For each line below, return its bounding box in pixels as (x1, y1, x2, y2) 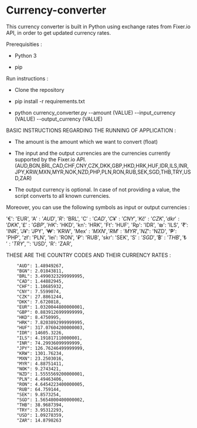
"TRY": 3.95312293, (16, 407, 64, 413)
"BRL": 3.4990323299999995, (16, 273, 85, 279)
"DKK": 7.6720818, (16, 298, 62, 305)
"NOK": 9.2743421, (16, 366, 62, 371)
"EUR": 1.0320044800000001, (16, 304, 85, 310)
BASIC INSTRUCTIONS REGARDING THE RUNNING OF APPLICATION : (6, 127, 176, 134)
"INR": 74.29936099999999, (16, 340, 83, 346)
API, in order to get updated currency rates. (6, 29, 111, 36)
